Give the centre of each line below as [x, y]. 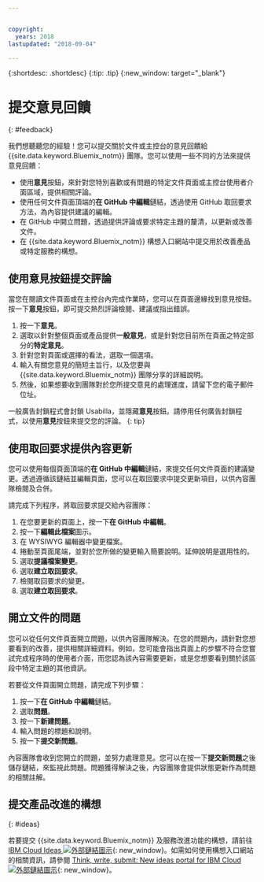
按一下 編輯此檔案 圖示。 [57, 532]
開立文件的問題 [44, 618]
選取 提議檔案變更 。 [51, 561]
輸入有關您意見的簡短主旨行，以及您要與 [85, 365]
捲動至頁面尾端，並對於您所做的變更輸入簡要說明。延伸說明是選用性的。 [136, 551]
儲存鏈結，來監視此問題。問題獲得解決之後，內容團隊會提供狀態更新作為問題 [132, 767]
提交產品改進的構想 [55, 804]
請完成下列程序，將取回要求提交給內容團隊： [81, 505]
